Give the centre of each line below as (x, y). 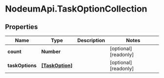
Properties (21, 27)
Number (51, 52)
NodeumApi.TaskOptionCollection (76, 9)
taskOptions (22, 65)
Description (91, 40)
